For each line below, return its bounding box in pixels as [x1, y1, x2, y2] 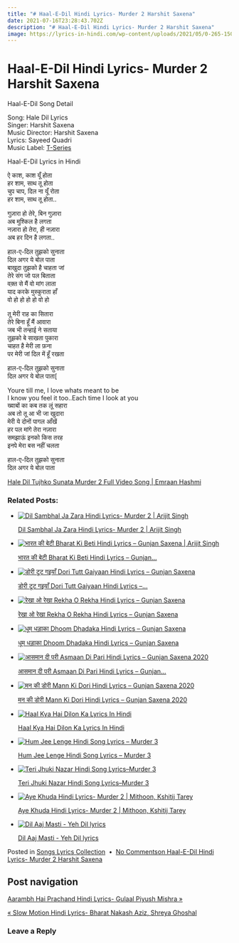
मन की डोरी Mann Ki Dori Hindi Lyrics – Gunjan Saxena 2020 [17, 696, 188, 704]
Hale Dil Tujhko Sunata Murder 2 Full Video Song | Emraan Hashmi [7, 478, 201, 486]
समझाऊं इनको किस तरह [7, 433, 63, 442]
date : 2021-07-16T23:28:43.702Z [7, 17, 103, 24]
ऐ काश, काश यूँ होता [7, 171, 53, 180]
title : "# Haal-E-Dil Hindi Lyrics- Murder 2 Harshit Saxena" [7, 10, 196, 18]
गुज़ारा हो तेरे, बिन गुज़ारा [7, 209, 62, 218]
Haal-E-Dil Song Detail [7, 100, 73, 108]
